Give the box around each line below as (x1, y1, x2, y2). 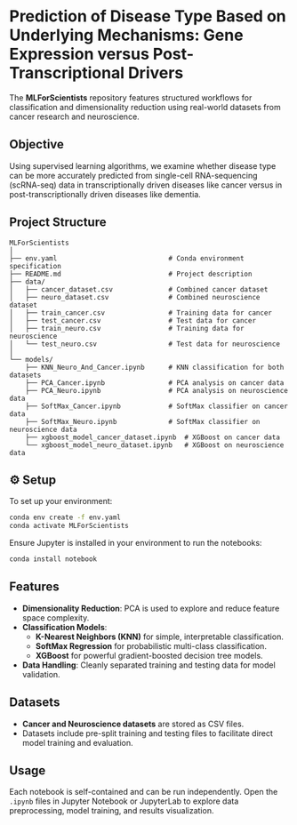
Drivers (127, 63, 184, 84)
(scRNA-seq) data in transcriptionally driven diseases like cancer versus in (9, 180, 283, 190)
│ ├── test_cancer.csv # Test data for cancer (9, 316, 256, 325)
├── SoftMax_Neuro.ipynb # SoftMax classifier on (25, 417, 261, 426)
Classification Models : (21, 621, 108, 632)
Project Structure (9, 215, 107, 230)
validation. (21, 669, 60, 679)
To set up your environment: (9, 496, 113, 507)
